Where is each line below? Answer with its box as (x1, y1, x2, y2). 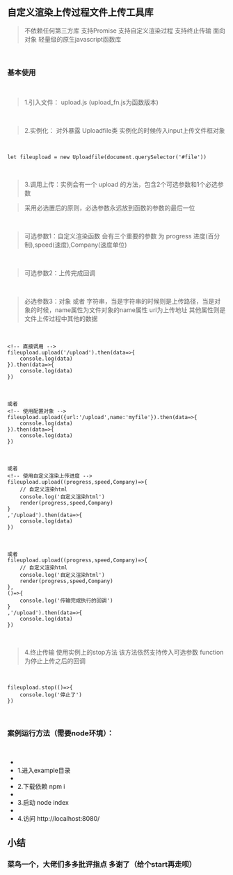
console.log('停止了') (19, 692, 82, 698)
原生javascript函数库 (62, 35, 122, 43)
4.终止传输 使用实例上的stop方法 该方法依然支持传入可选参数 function (24, 648, 224, 657)
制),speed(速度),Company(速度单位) (24, 240, 127, 249)
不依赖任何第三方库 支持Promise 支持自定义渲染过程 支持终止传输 (24, 26, 212, 35)
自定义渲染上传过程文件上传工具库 (7, 6, 154, 19)
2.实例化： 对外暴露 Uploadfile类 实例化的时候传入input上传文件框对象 (24, 126, 225, 135)
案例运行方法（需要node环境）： (7, 728, 114, 738)
